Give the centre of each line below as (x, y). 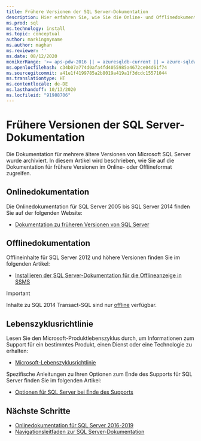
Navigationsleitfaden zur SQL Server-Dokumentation (80, 431)
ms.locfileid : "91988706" (38, 95)
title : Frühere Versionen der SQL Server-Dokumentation (77, 12)
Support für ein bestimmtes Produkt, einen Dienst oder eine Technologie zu (99, 345)
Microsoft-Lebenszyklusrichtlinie (55, 363)
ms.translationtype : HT (36, 78)
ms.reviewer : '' (26, 51)
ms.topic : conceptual (33, 34)
